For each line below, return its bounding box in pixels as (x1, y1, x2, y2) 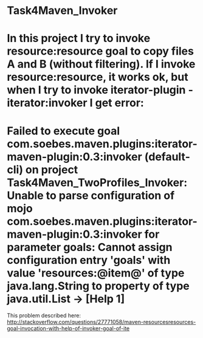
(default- (144, 150, 190, 164)
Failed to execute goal (7, 124, 120, 137)
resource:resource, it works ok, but (7, 71, 188, 84)
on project (25, 162, 78, 176)
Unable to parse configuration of (7, 188, 175, 202)
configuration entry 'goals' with (7, 253, 171, 267)
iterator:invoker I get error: (7, 96, 145, 110)
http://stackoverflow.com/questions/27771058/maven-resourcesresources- (7, 319, 196, 326)
